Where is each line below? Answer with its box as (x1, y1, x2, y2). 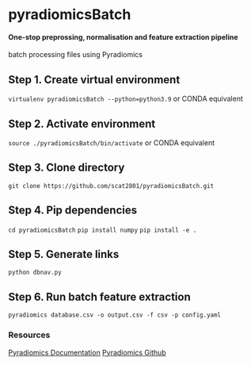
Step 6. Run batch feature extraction (8, 290, 192, 303)
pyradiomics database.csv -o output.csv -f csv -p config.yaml (8, 311, 222, 319)
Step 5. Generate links (8, 248, 120, 261)
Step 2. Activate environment (8, 117, 156, 130)
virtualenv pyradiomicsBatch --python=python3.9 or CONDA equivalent (8, 94, 244, 104)
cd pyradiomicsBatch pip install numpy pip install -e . (8, 226, 197, 234)
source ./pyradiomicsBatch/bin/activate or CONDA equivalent (8, 138, 215, 148)
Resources (8, 329, 51, 340)
